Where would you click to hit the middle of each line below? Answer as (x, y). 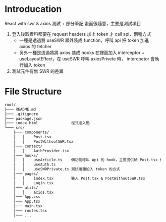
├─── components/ (31, 132)
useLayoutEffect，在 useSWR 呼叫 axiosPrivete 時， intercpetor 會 (87, 58)
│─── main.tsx (28, 206)
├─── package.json (24, 118)
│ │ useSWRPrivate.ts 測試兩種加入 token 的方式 (67, 169)
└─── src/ (15, 128)
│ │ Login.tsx (34, 183)
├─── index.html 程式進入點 (47, 123)
